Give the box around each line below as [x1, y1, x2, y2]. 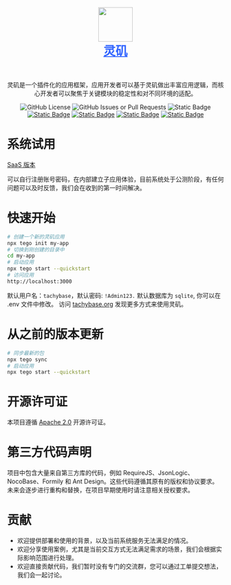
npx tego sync [7, 356, 48, 363]
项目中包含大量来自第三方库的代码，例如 [7, 469, 122, 477]
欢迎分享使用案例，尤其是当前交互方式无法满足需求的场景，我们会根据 [16, 545, 217, 553]
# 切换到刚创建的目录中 [7, 246, 65, 253]
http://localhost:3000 [7, 278, 72, 285]
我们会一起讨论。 [16, 571, 66, 580]
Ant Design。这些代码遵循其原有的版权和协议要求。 [72, 477, 219, 485]
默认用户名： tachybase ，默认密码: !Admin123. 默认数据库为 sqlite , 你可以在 [7, 291, 221, 299]
